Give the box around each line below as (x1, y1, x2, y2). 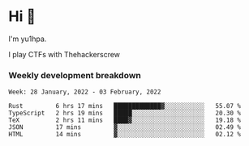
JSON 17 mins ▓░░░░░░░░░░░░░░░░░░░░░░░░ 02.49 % (8, 123, 242, 131)
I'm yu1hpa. (8, 34, 47, 44)
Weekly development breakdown (8, 69, 142, 81)
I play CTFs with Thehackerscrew (8, 49, 120, 59)
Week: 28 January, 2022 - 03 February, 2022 (8, 88, 161, 96)
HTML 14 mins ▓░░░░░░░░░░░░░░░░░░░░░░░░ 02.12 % (8, 131, 242, 139)
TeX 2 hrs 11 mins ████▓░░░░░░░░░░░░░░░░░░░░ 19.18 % (8, 116, 242, 124)
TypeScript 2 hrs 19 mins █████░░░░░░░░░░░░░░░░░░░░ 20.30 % (8, 109, 242, 118)
